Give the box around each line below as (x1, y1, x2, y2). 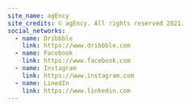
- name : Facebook (15, 49, 73, 57)
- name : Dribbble (15, 34, 73, 43)
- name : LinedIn (15, 79, 69, 87)
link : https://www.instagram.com (22, 72, 135, 80)
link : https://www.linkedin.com (22, 86, 131, 95)
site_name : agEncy (7, 11, 69, 20)
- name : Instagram (15, 64, 77, 72)
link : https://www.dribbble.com (22, 42, 131, 50)
